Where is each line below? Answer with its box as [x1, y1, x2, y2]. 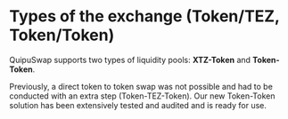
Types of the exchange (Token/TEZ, [9, 6, 280, 27]
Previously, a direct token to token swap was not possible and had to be [9, 81, 274, 91]
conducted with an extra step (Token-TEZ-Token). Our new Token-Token [9, 91, 276, 101]
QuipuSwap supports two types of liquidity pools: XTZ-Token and [9, 54, 251, 65]
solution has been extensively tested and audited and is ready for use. [9, 99, 267, 110]
